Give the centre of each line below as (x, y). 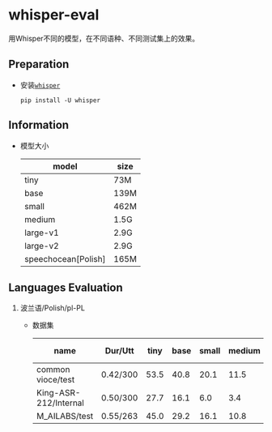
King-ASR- (58, 393)
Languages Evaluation (66, 287)
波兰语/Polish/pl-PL (52, 308)
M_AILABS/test (65, 417)
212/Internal (60, 403)
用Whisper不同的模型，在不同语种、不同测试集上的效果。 (104, 38)
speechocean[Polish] (65, 259)
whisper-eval (54, 15)
